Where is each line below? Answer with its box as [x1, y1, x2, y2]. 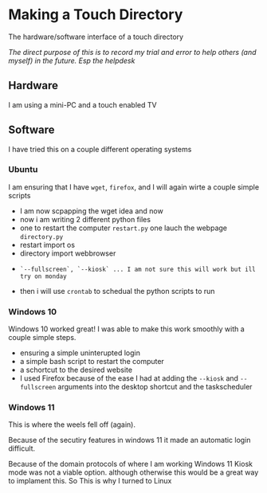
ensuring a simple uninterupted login [19, 348, 141, 358]
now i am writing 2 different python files [19, 214, 151, 224]
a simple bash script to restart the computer [19, 357, 165, 366]
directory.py [19, 233, 64, 241]
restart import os [19, 240, 76, 249]
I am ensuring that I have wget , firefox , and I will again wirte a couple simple [8, 182, 260, 192]
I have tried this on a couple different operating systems [8, 144, 192, 154]
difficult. [8, 444, 36, 453]
